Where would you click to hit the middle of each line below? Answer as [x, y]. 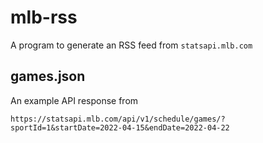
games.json [48, 76]
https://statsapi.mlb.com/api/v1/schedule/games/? [118, 119]
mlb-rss [44, 17]
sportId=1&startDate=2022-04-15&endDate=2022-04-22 [120, 127]
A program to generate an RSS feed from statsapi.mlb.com [131, 45]
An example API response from [74, 100]
